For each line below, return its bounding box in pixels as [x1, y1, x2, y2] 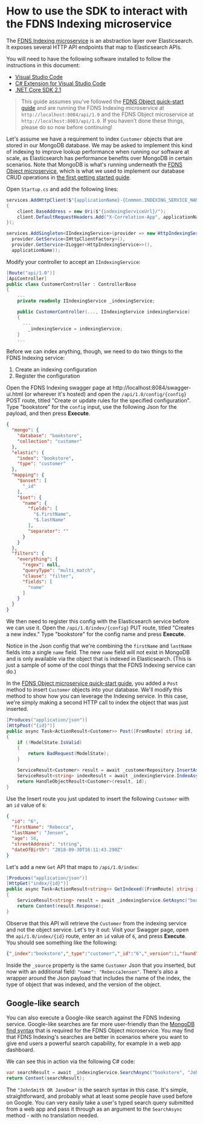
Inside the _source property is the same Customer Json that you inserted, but [6, 962, 196, 969]
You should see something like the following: [6, 939, 118, 946]
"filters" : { [11, 551, 45, 557]
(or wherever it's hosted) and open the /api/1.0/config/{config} [24, 391, 187, 398]
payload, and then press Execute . [6, 409, 91, 417]
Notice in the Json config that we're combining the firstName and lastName [6, 642, 192, 650]
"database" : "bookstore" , [17, 433, 83, 439]
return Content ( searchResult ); [6, 1075, 85, 1082]
